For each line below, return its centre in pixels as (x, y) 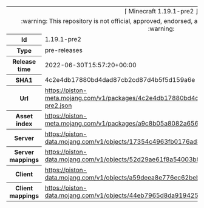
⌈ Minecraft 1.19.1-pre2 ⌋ (161, 11)
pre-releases (64, 50)
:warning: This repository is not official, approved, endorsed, (107, 21)
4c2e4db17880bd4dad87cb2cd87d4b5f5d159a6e (120, 80)
